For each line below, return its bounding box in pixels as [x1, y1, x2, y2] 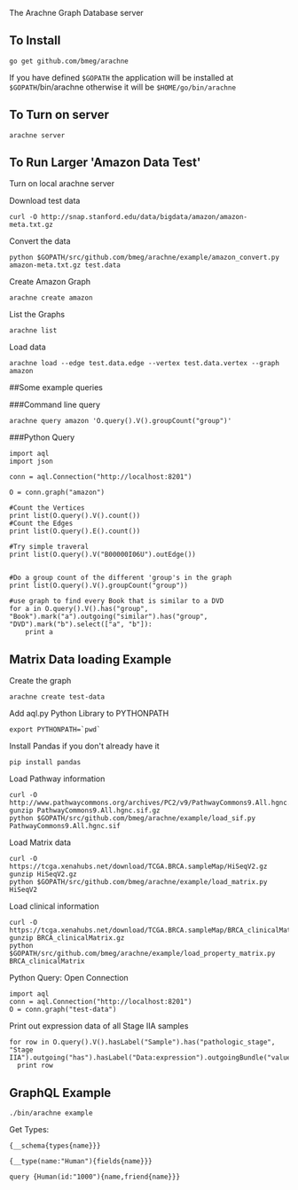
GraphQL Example [9, 1085, 112, 1100]
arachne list [9, 326, 58, 335]
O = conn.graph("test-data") [9, 1006, 117, 1014]
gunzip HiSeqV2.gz [9, 870, 77, 879]
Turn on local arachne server [9, 178, 115, 189]
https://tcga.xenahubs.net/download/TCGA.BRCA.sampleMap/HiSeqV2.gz [9, 862, 268, 872]
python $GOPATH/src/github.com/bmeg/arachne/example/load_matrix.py [9, 878, 268, 887]
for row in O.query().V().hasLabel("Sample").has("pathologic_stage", [9, 1037, 276, 1047]
